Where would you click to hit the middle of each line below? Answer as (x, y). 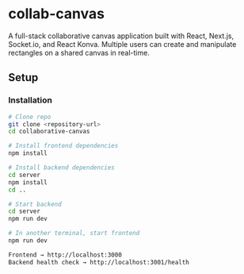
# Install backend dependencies (61, 168)
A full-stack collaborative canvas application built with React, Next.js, (121, 36)
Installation (30, 100)
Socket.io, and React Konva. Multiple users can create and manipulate (122, 44)
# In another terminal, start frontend (74, 233)
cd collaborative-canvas (49, 132)
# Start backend (35, 204)
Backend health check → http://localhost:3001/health (99, 262)
